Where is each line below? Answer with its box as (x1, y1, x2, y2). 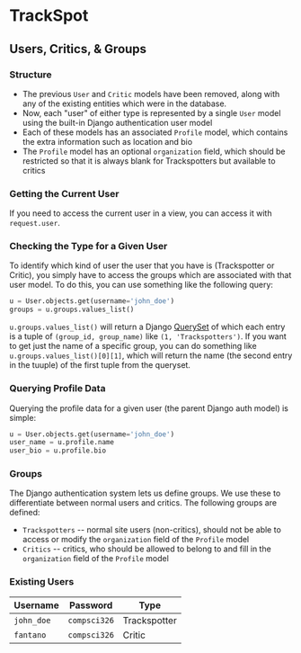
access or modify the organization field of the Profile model (22, 534, 250, 545)
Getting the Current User (9, 187, 120, 200)
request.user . (9, 218, 60, 228)
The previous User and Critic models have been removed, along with (22, 88, 280, 99)
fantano (13, 630, 47, 640)
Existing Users (9, 576, 75, 588)
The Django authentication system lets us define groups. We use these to (9, 488, 281, 499)
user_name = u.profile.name (9, 438, 115, 447)
